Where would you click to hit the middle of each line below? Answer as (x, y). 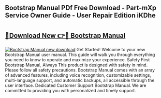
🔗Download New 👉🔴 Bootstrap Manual (65, 35)
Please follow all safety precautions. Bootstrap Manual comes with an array (80, 70)
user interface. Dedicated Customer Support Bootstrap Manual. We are (76, 85)
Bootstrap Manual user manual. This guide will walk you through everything (80, 55)
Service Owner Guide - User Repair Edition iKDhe (80, 16)
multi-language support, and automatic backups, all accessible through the (80, 80)
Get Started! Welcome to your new (111, 49)
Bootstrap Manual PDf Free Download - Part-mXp (81, 8)
